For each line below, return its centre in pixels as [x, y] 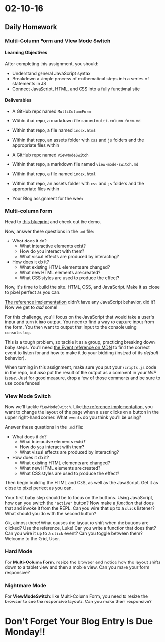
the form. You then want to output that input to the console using [71, 327]
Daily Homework [31, 27]
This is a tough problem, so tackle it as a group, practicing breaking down [80, 342]
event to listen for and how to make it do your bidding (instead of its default [82, 353]
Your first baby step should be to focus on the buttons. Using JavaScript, [79, 497]
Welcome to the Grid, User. [33, 538]
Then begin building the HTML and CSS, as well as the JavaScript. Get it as [82, 482]
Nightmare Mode [26, 585]
